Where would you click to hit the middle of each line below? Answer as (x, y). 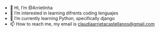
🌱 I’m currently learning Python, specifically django (62, 18)
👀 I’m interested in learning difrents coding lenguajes (64, 13)
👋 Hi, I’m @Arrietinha (31, 8)
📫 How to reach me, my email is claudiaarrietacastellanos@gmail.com (82, 24)
